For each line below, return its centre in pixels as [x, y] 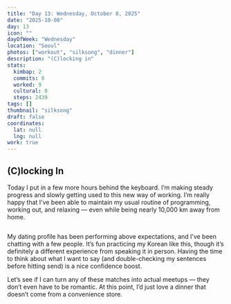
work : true [23, 143]
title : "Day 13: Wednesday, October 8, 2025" [74, 14]
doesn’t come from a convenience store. [65, 294]
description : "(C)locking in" [51, 59]
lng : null [27, 136]
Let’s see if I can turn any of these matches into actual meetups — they [108, 279]
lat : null [27, 130]
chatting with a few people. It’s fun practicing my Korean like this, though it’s [115, 244]
